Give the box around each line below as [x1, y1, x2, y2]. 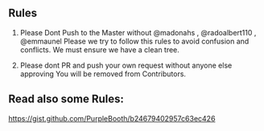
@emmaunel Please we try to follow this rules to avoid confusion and [19, 36, 250, 46]
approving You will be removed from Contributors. [19, 68, 187, 79]
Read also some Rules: [8, 92, 125, 106]
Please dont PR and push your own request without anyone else [19, 60, 233, 70]
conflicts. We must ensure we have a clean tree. [19, 44, 179, 55]
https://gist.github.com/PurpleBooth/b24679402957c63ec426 [8, 113, 216, 123]
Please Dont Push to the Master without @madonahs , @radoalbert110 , [19, 27, 257, 37]
